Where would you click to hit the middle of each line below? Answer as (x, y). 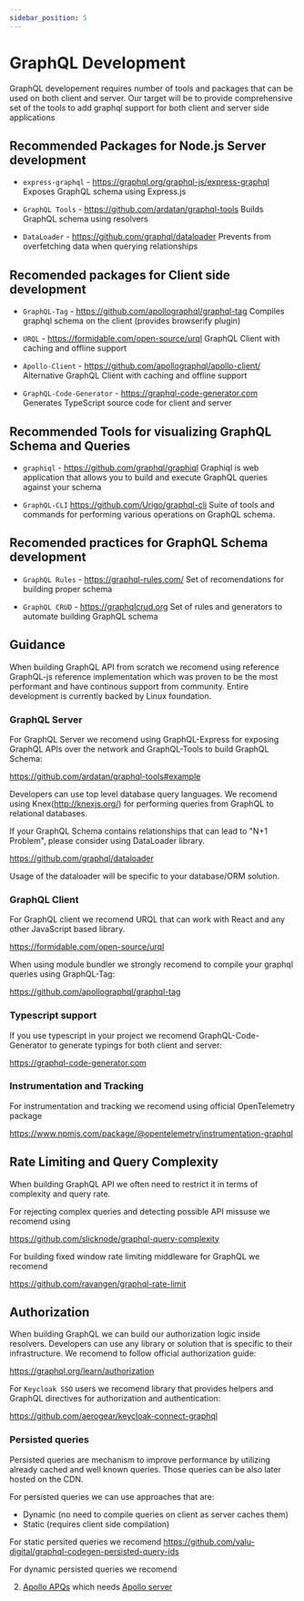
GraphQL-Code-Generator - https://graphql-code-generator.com (140, 394)
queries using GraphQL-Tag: (62, 974)
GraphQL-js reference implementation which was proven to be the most (144, 676)
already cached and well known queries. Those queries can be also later (146, 1469)
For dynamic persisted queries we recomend (93, 1569)
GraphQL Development (98, 62)
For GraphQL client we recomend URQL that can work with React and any (147, 919)
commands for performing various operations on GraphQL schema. (149, 514)
